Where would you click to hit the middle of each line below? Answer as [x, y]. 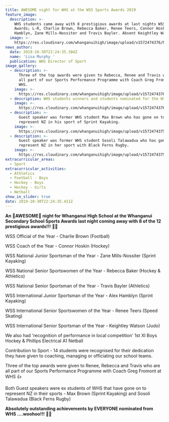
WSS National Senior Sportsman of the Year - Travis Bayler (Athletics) [77, 286]
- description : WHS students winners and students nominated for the [84, 98]
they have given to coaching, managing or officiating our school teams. [79, 356]
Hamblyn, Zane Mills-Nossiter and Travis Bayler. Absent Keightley [86, 33]
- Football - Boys [29, 178]
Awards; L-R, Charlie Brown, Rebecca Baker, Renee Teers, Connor [84, 29]
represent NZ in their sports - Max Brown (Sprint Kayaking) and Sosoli [78, 393]
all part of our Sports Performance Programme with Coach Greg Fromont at [83, 371]
